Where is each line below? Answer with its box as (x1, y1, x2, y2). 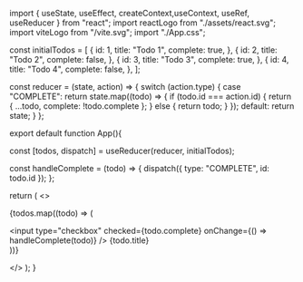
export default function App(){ (9, 128, 122, 139)
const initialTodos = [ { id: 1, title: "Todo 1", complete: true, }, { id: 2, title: (9, 44, 279, 55)
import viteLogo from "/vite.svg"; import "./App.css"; (9, 27, 206, 37)
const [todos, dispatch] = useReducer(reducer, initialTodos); (9, 145, 235, 156)
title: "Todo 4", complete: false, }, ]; (9, 63, 141, 74)
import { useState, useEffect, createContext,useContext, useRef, (9, 8, 250, 18)
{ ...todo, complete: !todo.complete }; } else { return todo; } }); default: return (9, 101, 295, 112)
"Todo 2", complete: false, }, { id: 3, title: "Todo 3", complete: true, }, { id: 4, (9, 54, 289, 64)
